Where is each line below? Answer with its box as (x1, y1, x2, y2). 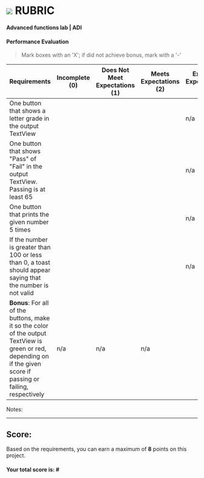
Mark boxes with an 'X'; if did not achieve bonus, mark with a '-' (21, 51, 182, 59)
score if (9, 367, 32, 376)
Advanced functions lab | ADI (6, 24, 82, 31)
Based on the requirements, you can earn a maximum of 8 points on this (6, 445, 187, 452)
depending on (9, 352, 49, 360)
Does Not (101, 66, 129, 74)
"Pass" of (9, 155, 36, 163)
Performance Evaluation (6, 38, 69, 45)
